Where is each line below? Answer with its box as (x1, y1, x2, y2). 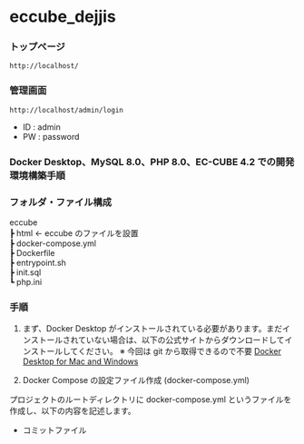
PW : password (22, 131, 80, 142)
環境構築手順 (9, 169, 66, 182)
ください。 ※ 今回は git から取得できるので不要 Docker (77, 346, 281, 357)
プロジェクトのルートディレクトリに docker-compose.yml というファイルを (9, 394, 292, 405)
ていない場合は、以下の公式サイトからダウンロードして (78, 334, 285, 346)
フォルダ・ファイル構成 (9, 195, 112, 208)
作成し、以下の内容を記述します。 (9, 406, 136, 417)
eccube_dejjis (9, 6, 116, 27)
